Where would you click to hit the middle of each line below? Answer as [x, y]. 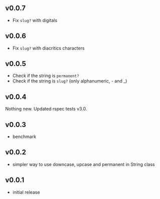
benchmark [24, 136]
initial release [26, 192]
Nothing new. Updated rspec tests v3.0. [46, 109]
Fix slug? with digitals [35, 20]
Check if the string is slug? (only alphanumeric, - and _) [70, 81]
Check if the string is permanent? [46, 76]
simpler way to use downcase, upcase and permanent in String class [84, 164]
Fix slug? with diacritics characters [48, 48]
